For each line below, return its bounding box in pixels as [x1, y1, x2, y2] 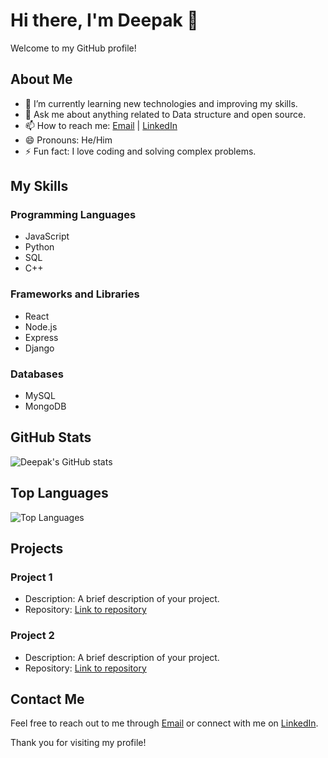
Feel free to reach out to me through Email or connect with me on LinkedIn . [10, 717, 319, 729]
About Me [10, 71, 73, 88]
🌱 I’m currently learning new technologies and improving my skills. [24, 97, 298, 109]
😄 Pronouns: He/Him [24, 134, 113, 146]
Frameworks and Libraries [10, 287, 140, 301]
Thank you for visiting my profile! [10, 737, 147, 749]
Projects [10, 540, 64, 558]
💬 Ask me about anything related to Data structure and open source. [24, 108, 307, 120]
